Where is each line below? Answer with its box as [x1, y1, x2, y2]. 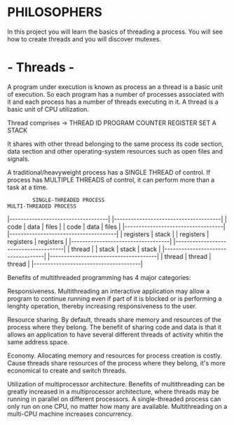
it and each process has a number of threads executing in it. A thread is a [7, 97, 219, 106]
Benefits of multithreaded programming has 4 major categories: [7, 273, 191, 281]
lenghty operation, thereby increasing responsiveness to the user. [7, 302, 198, 310]
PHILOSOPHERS [7, 4, 103, 20]
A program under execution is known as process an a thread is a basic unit [7, 82, 223, 91]
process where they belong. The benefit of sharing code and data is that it [7, 323, 222, 331]
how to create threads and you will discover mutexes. [7, 34, 161, 43]
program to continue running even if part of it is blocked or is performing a [7, 294, 222, 302]
